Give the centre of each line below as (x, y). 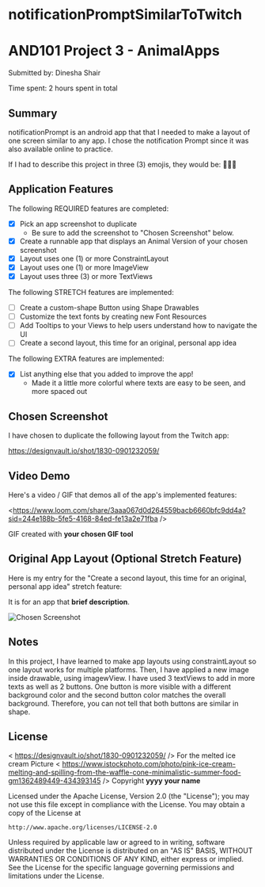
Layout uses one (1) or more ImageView (84, 267)
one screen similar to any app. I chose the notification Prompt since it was (129, 140)
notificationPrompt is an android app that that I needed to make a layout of (129, 132)
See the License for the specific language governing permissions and (121, 868)
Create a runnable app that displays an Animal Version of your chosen (134, 241)
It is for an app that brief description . (69, 602)
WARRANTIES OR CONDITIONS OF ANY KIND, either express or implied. (126, 859)
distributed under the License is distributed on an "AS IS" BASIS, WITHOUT (131, 851)
